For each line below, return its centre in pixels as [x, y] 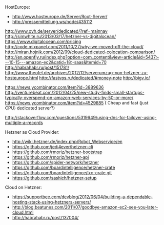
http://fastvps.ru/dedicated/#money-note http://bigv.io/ [94, 78]
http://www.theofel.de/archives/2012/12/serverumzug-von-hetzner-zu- [77, 72]
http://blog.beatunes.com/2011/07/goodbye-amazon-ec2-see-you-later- [85, 207]
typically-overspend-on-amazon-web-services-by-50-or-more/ [69, 98]
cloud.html [23, 212]
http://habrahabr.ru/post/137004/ [45, 217]
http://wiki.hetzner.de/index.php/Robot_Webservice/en [67, 142]
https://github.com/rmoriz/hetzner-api [51, 157]
